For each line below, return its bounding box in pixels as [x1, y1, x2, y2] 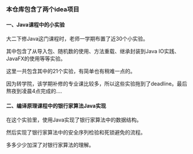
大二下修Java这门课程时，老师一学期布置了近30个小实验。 [6, 35, 149, 42]
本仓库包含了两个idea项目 [6, 5, 80, 13]
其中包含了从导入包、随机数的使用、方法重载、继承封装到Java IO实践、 [6, 48, 180, 55]
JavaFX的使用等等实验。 [6, 55, 66, 63]
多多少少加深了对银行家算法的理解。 [6, 142, 94, 149]
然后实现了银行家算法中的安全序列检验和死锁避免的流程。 [6, 129, 146, 136]
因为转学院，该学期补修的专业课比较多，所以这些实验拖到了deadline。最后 [6, 80, 188, 87]
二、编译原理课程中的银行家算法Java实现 [6, 102, 106, 109]
